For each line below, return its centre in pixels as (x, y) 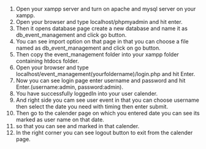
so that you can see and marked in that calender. (78, 126)
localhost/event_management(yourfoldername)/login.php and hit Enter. (105, 74)
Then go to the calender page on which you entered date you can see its (108, 113)
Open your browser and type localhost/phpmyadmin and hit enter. (99, 22)
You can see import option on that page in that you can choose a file (102, 41)
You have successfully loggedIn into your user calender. (87, 94)
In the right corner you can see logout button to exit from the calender (104, 132)
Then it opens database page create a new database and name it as (101, 28)
